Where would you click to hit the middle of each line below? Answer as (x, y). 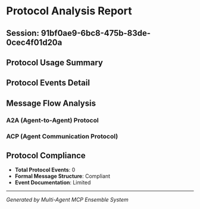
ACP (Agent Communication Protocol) (62, 136)
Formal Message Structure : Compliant (62, 176)
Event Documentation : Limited (53, 183)
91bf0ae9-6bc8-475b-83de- (96, 33)
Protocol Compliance (46, 156)
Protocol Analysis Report (69, 11)
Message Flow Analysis (51, 103)
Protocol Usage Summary (54, 62)
